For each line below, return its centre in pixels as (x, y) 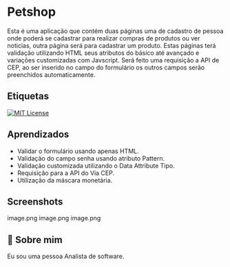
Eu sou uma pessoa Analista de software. (66, 256)
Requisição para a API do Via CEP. (66, 173)
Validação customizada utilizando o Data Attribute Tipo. (96, 165)
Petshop (32, 12)
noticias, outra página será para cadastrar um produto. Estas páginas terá (112, 45)
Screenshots (35, 201)
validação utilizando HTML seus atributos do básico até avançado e (103, 53)
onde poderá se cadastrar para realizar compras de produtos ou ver (104, 38)
